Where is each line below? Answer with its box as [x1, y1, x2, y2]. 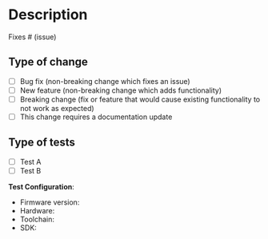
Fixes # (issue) [8, 32, 57, 42]
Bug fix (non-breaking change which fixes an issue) [19, 76, 190, 86]
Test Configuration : [8, 181, 74, 191]
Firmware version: [19, 197, 80, 207]
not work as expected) [19, 103, 94, 113]
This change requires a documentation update [19, 112, 173, 121]
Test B [19, 165, 42, 175]
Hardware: [19, 205, 55, 215]
